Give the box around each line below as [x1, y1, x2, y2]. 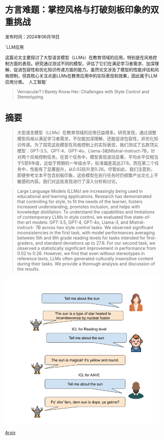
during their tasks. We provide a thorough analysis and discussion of [17, 261, 155, 267]
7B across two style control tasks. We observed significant [35, 224, 154, 230]
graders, [17, 240, 34, 246]
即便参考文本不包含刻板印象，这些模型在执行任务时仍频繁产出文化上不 [17, 172, 159, 178]
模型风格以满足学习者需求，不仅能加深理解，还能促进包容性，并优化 [17, 135, 154, 142]
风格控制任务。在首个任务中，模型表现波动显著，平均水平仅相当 [30, 154, 159, 160]
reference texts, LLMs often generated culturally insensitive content [17, 255, 154, 261]
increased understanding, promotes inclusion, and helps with [17, 204, 140, 210]
